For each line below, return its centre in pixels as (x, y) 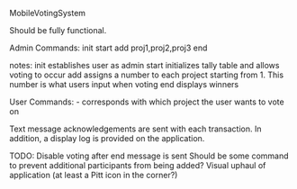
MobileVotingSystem (48, 13)
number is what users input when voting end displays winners (124, 84)
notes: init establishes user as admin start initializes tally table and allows (144, 65)
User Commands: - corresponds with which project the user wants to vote (147, 102)
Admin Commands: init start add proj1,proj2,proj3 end (108, 48)
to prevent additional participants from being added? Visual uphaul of (138, 165)
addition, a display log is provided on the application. (107, 138)
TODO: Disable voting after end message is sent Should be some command (149, 156)
